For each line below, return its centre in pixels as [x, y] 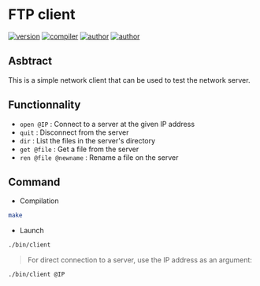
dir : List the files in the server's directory [87, 140]
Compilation [39, 201]
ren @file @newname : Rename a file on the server [99, 157]
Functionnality [45, 105]
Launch [32, 231]
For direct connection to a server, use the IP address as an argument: [139, 260]
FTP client [42, 15]
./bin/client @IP [37, 275]
